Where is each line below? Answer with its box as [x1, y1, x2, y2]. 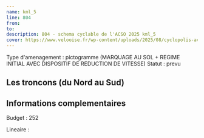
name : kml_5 [6, 8, 36, 15]
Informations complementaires [6, 98, 126, 108]
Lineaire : [6, 126, 30, 133]
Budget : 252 [6, 114, 39, 122]
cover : [6, 37, 23, 43]
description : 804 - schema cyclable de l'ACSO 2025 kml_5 [6, 31, 156, 38]
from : [6, 20, 20, 26]
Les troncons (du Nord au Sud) [6, 77, 124, 88]
